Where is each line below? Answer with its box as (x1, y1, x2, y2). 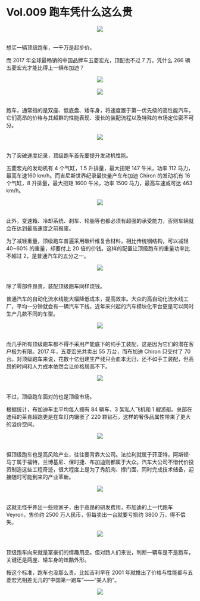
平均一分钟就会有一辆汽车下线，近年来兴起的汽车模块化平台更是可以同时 (16, 302, 194, 309)
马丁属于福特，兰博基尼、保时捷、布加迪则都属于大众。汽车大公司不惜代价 (6, 458, 189, 465)
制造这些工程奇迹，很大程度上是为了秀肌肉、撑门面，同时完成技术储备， (11, 465, 189, 473)
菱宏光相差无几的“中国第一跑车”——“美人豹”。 (6, 576, 120, 583)
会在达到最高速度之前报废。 (6, 225, 74, 232)
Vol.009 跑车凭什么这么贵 (6, 5, 133, 19)
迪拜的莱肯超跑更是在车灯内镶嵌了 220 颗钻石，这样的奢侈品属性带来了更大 (6, 413, 191, 420)
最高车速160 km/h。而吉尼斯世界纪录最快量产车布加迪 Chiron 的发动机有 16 (6, 171, 190, 179)
